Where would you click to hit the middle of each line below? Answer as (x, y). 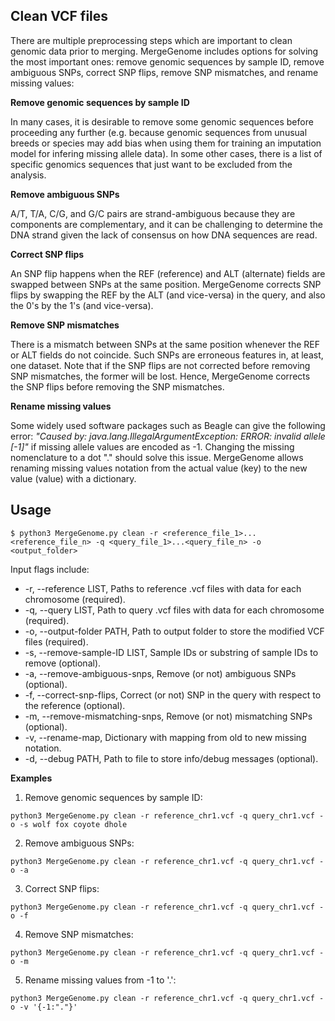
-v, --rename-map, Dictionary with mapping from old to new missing (165, 737)
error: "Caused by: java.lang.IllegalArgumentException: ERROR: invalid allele (168, 436)
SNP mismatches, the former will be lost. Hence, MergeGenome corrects (160, 376)
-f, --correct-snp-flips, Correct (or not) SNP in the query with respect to (173, 695)
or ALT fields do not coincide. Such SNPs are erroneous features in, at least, (167, 355)
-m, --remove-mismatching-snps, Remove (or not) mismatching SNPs (168, 716)
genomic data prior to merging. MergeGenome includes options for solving (164, 51)
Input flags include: (50, 569)
